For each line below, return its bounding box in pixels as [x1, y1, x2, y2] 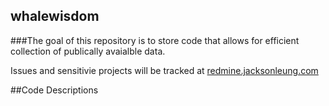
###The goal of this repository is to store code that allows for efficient [10, 34, 300, 46]
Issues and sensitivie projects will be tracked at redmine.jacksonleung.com [10, 64, 319, 76]
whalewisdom [10, 8, 100, 25]
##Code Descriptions [10, 84, 99, 96]
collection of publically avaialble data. [10, 45, 166, 57]
